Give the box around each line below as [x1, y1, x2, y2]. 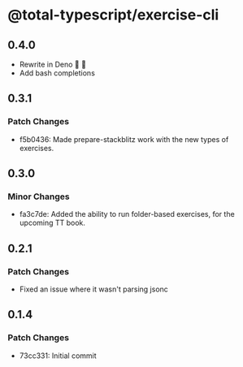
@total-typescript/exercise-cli [7, 6, 219, 24]
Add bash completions [19, 68, 95, 78]
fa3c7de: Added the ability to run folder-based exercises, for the [19, 209, 235, 219]
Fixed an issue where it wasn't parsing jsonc [19, 284, 168, 294]
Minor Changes [7, 191, 70, 202]
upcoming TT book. [19, 218, 86, 228]
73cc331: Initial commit [19, 351, 97, 361]
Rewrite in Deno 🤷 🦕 [19, 59, 87, 69]
